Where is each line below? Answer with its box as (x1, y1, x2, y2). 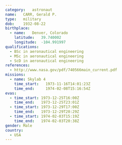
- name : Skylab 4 (9, 77, 46, 82)
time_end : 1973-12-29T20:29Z (14, 109, 79, 115)
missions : (5, 72, 26, 77)
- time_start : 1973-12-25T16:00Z (9, 95, 79, 100)
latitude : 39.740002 (14, 35, 61, 40)
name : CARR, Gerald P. (5, 12, 57, 17)
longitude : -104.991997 (14, 40, 66, 45)
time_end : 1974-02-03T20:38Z (14, 118, 79, 124)
